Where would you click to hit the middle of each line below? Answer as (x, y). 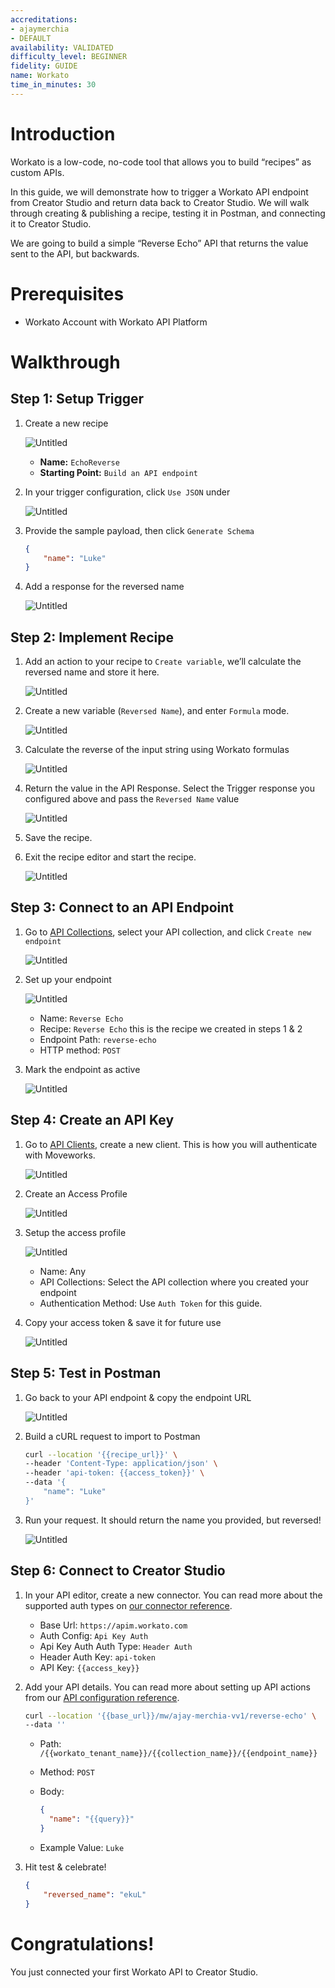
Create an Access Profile (76, 1193)
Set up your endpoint (68, 979)
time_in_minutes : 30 (53, 85)
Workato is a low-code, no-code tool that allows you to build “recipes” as (161, 162)
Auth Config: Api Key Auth (94, 1635)
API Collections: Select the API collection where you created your (174, 1282)
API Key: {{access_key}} (89, 1667)
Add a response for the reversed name (104, 587)
